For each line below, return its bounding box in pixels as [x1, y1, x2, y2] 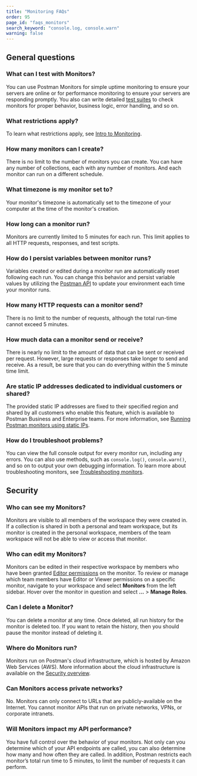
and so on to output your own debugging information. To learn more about [6, 462, 186, 469]
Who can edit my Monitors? [6, 550, 86, 558]
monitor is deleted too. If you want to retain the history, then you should [6, 622, 179, 630]
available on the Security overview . [6, 669, 91, 677]
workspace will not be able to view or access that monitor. [6, 535, 147, 542]
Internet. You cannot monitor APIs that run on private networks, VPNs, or [6, 704, 182, 711]
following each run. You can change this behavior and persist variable [6, 274, 175, 281]
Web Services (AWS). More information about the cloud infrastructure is [6, 664, 181, 671]
